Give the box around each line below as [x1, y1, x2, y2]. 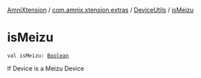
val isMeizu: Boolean [7, 52, 70, 59]
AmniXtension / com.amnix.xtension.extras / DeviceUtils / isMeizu [7, 6, 194, 14]
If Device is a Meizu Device [7, 64, 85, 73]
